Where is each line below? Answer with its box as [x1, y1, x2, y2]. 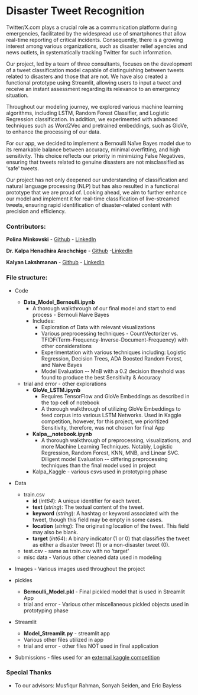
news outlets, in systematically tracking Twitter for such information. [6, 48, 173, 56]
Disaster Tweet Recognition [6, 4, 145, 18]
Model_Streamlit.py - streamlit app [23, 629, 111, 636]
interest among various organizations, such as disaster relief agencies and [6, 43, 187, 50]
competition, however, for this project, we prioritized [41, 418, 168, 425]
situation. [6, 92, 29, 99]
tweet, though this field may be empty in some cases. [32, 516, 163, 523]
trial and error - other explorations [23, 380, 107, 387]
